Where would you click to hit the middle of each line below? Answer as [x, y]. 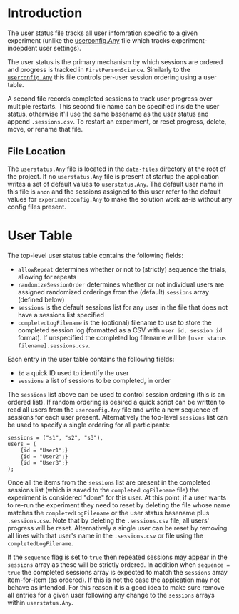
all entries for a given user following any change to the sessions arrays [111, 595]
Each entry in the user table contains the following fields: [91, 359]
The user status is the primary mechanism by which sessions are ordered [115, 61]
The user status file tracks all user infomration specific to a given [103, 33]
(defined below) [41, 299]
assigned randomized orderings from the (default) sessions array [113, 292]
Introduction [45, 13]
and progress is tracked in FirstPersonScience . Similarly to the [99, 69]
